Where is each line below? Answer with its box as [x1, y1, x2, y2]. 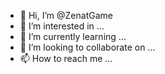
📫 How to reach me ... [19, 53, 113, 64]
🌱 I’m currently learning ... [19, 31, 127, 42]
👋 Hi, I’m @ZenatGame [19, 10, 113, 21]
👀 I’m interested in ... [19, 20, 105, 32]
